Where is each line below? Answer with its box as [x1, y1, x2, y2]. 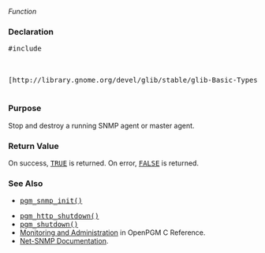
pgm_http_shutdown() [19, 212, 99, 221]
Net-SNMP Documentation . [19, 236, 109, 246]
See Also [8, 177, 43, 188]
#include [8, 44, 42, 54]
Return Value [8, 140, 59, 151]
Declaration [8, 26, 54, 37]
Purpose [8, 102, 42, 113]
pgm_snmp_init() [19, 196, 83, 206]
